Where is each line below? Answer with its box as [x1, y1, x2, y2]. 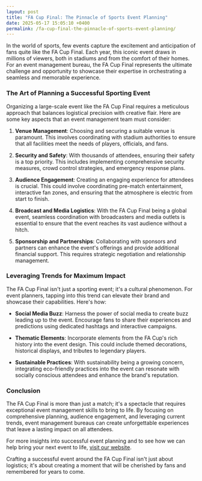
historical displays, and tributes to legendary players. [14, 347, 146, 354]
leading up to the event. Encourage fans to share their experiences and [14, 316, 191, 323]
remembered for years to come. [6, 468, 85, 476]
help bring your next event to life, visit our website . [6, 444, 132, 451]
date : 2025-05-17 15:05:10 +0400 [6, 20, 90, 26]
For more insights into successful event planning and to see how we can [6, 437, 185, 445]
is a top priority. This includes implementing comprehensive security [14, 158, 185, 165]
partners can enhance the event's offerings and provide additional [14, 244, 179, 251]
